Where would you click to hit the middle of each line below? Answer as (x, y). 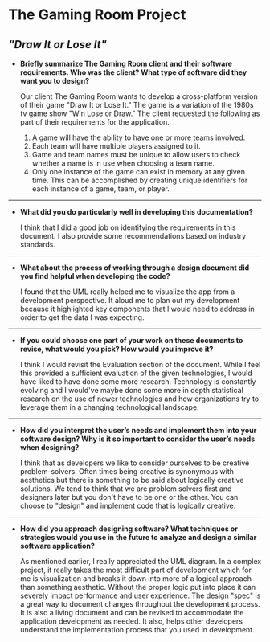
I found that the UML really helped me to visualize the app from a (127, 292)
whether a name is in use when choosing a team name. (123, 163)
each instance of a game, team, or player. (101, 189)
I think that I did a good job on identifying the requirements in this (128, 227)
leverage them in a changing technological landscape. (109, 407)
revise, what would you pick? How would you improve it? (117, 349)
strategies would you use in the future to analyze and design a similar (138, 537)
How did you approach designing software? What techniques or (129, 529)
